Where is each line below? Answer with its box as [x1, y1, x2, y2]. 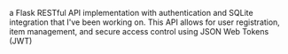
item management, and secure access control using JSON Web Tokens [9, 27, 269, 36]
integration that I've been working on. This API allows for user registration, [9, 17, 281, 27]
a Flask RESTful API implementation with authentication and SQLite [9, 8, 254, 18]
